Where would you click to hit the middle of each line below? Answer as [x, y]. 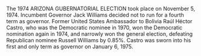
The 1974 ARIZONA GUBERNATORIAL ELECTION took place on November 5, [101, 9]
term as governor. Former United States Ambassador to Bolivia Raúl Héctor [99, 21]
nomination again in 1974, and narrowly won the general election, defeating [100, 34]
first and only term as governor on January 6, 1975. [70, 46]
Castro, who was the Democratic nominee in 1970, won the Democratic [94, 27]
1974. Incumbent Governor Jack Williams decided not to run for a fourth [95, 15]
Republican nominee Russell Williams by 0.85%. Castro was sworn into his [99, 40]
